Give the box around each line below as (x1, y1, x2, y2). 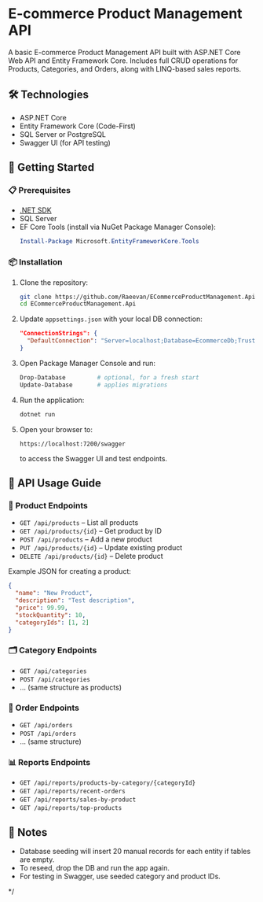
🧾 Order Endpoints (8, 702, 80, 713)
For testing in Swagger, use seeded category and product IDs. (19, 871, 221, 882)
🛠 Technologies (8, 88, 89, 102)
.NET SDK (19, 205, 53, 215)
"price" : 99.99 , (15, 604, 68, 612)
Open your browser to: (19, 424, 93, 434)
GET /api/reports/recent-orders (19, 788, 126, 796)
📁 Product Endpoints (8, 500, 88, 511)
